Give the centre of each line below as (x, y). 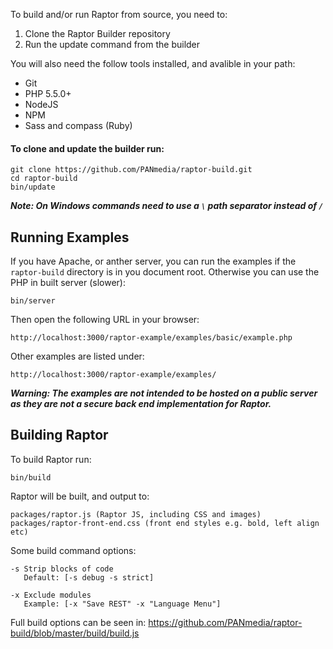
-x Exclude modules (51, 595)
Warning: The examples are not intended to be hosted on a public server (164, 393)
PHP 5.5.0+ (48, 93)
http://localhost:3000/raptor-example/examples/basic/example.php (151, 338)
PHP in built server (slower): (68, 283)
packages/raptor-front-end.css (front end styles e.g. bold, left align (165, 523)
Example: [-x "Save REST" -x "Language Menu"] (122, 604)
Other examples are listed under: (77, 356)
